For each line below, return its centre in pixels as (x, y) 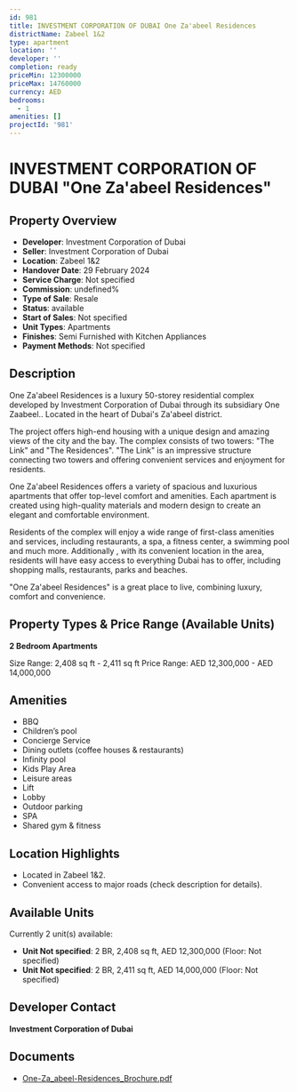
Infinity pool (44, 759)
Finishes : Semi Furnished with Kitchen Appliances (114, 336)
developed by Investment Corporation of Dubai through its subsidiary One (144, 405)
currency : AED (36, 92)
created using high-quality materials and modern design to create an (135, 505)
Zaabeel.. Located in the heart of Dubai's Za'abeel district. (116, 414)
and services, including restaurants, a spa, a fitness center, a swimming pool (149, 541)
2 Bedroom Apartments (53, 646)
